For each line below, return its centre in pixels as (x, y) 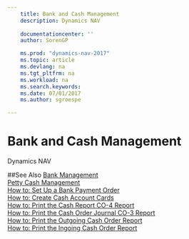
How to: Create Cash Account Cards (61, 198)
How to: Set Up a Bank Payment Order (63, 190)
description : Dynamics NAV (60, 21)
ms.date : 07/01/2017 (51, 93)
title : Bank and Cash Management (70, 14)
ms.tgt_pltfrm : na (47, 73)
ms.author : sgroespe (51, 100)
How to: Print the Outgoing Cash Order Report (75, 220)
